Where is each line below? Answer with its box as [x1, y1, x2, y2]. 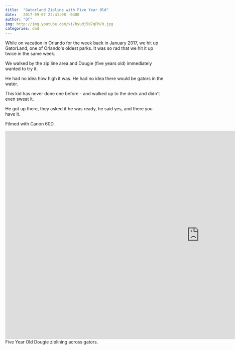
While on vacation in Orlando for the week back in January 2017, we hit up [5, 40, 159, 46]
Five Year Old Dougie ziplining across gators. [5, 339, 98, 345]
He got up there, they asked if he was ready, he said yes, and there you [5, 106, 153, 112]
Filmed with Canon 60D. [5, 121, 55, 127]
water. [5, 81, 19, 87]
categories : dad [5, 26, 39, 31]
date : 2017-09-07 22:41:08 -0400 [5, 12, 80, 17]
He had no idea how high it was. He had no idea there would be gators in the [5, 76, 164, 82]
